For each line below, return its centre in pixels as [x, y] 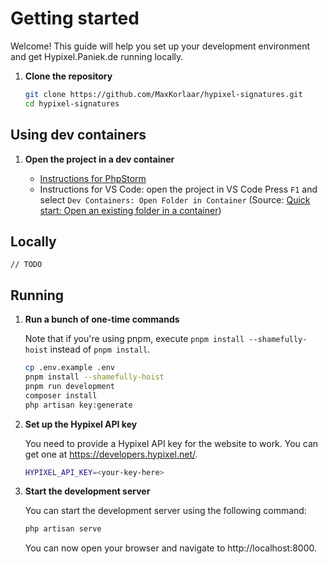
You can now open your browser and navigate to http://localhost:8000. [171, 548]
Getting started [75, 18]
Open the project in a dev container [99, 159]
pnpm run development [69, 386]
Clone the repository [68, 76]
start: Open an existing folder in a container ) [130, 210]
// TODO [26, 265]
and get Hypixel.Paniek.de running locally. [97, 56]
